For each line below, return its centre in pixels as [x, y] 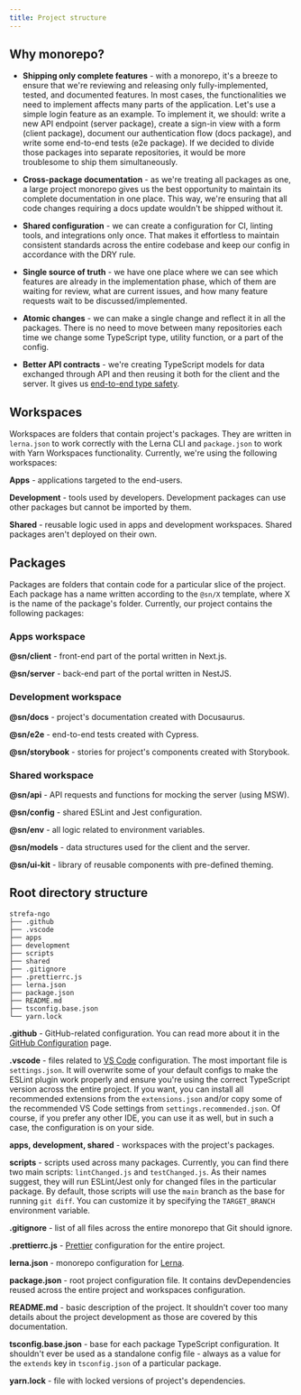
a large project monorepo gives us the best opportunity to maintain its [152, 189]
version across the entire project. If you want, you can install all [127, 1089]
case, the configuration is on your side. [82, 1127]
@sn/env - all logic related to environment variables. [107, 829]
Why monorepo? [57, 55]
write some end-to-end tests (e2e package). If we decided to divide [148, 143]
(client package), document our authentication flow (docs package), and [157, 134]
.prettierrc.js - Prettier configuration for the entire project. [117, 1245]
